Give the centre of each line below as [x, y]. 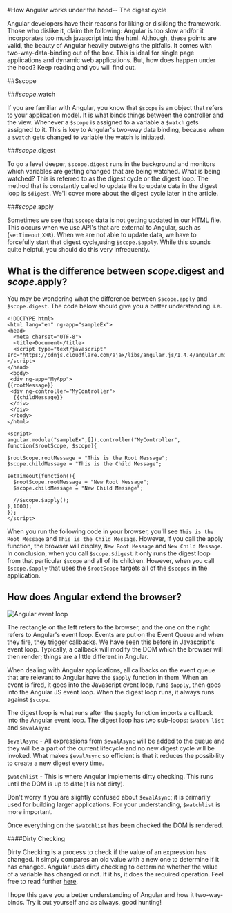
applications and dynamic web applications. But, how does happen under [112, 60]
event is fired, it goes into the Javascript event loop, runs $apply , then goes [114, 685]
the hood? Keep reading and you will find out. [72, 67]
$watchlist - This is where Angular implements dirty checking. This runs [110, 776]
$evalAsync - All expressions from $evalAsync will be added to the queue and [116, 741]
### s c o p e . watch [31, 94]
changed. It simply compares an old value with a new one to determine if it [113, 859]
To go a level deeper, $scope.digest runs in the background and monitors [111, 164]
